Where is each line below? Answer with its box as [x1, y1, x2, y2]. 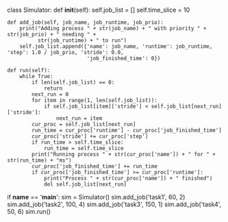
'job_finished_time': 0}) [86, 55, 161, 62]
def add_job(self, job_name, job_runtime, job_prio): [7, 19, 164, 26]
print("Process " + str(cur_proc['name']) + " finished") [43, 175, 213, 182]
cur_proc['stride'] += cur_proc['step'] [31, 133, 149, 140]
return [43, 85, 63, 92]
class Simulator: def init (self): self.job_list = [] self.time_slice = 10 [7, 6, 190, 14]
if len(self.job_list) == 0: [31, 79, 115, 86]
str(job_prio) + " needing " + [7, 31, 97, 38]
